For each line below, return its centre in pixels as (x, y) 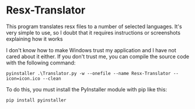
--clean (52, 79)
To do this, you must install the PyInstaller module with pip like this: (87, 89)
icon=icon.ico (23, 79)
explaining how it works (34, 39)
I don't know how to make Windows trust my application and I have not (91, 50)
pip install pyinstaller (36, 100)
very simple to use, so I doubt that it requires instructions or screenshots (93, 32)
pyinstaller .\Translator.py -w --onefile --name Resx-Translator (88, 73)
